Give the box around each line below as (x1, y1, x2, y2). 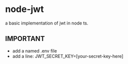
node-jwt (5, 3, 44, 15)
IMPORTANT (5, 34, 45, 43)
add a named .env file (12, 47, 57, 53)
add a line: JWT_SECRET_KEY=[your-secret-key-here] (12, 53, 124, 59)
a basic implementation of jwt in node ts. (5, 20, 89, 26)
